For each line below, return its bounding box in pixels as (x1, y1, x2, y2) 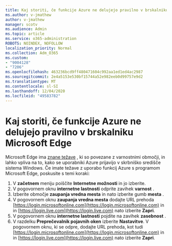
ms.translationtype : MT (5, 79, 56, 84)
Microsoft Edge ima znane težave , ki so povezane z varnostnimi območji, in (5, 154, 165, 160)
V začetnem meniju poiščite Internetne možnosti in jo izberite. (12, 180, 146, 187)
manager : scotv (5, 22, 38, 27)
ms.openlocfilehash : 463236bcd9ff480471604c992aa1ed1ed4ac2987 (5, 70, 143, 75)
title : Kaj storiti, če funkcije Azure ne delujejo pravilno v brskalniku (5, 7, 168, 13)
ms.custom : (5, 55, 29, 60)
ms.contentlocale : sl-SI (5, 84, 58, 89)
